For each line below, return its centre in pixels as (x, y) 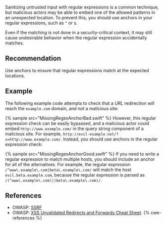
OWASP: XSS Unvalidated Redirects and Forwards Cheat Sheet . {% (81, 213)
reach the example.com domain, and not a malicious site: (62, 108)
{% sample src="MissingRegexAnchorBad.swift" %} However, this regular (81, 118)
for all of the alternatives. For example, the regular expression (68, 164)
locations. (15, 76)
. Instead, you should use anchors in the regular (109, 139)
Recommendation (33, 59)
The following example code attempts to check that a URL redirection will (80, 103)
